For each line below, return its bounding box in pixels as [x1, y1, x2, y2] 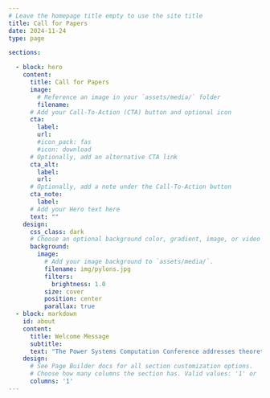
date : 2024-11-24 [8, 27, 67, 35]
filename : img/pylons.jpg [43, 265, 131, 273]
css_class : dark [29, 228, 84, 236]
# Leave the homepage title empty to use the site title [8, 11, 203, 20]
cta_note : [29, 191, 63, 199]
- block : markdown [15, 310, 78, 318]
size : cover [43, 287, 84, 296]
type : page [8, 34, 45, 43]
